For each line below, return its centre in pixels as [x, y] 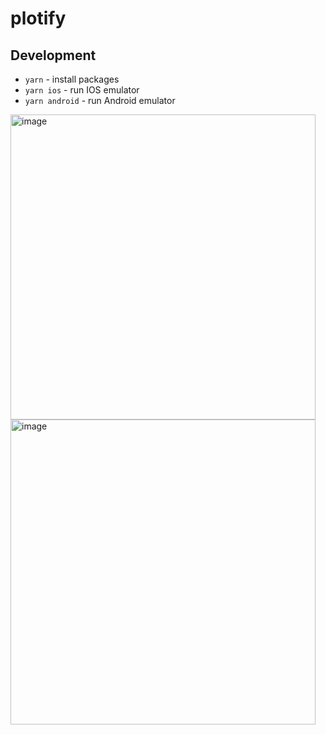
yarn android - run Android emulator [100, 100]
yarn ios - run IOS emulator [82, 90]
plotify [38, 18]
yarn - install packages [72, 79]
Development [53, 55]
